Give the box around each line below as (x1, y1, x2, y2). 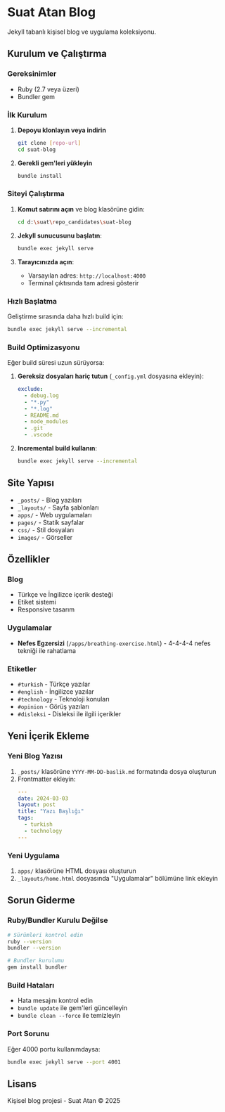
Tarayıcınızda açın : (17, 257, 75, 266)
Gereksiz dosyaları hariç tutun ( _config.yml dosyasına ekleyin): (17, 372, 204, 380)
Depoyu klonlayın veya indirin (17, 126, 107, 134)
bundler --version (7, 945, 61, 952)
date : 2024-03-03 (17, 795, 69, 802)
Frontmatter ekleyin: (17, 775, 76, 783)
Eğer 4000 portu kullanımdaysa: (7, 1045, 101, 1053)
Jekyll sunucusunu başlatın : (17, 231, 102, 240)
